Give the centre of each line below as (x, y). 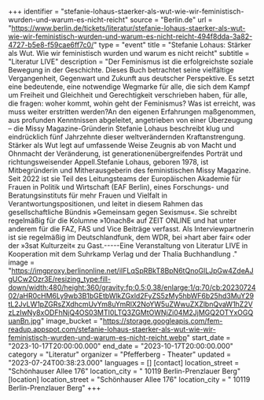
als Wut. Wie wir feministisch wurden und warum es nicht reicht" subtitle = (129, 53)
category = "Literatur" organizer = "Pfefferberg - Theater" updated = (120, 354)
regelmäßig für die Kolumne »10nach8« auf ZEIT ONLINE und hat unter (123, 220)
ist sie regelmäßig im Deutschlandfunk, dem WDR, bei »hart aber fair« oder (130, 237)
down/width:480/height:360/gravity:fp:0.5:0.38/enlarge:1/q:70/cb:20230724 (132, 287)
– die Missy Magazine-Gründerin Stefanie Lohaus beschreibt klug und (121, 128)
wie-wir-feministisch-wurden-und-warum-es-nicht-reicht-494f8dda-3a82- (130, 36)
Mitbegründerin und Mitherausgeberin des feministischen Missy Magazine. (130, 170)
